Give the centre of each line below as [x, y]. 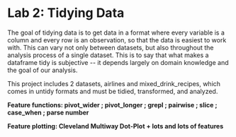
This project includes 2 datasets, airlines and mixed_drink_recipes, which [114, 83]
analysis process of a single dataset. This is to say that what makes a [108, 55]
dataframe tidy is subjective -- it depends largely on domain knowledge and [118, 62]
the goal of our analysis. [43, 70]
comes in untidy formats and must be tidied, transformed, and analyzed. [113, 91]
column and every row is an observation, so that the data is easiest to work [117, 40]
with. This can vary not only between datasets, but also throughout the [111, 47]
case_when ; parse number [48, 112]
